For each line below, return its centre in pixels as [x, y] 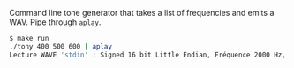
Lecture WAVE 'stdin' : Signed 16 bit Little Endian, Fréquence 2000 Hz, [148, 55]
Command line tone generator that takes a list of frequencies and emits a [142, 13]
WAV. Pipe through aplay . [55, 22]
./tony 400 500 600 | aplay [61, 46]
